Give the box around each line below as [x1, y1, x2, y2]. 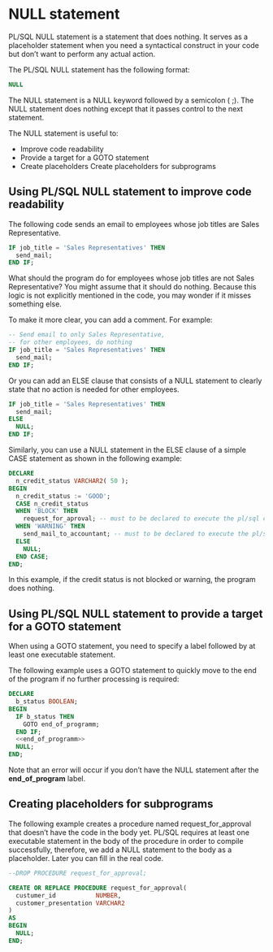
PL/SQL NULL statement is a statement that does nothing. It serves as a [8, 32, 249, 41]
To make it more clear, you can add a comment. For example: [8, 315, 213, 325]
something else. [8, 299, 63, 309]
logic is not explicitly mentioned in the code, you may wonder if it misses [8, 290, 252, 301]
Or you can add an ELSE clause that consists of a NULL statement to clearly [8, 376, 262, 385]
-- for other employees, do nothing [8, 338, 132, 346]
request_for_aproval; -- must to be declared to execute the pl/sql [23, 515, 260, 523]
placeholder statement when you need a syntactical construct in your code [8, 40, 260, 50]
